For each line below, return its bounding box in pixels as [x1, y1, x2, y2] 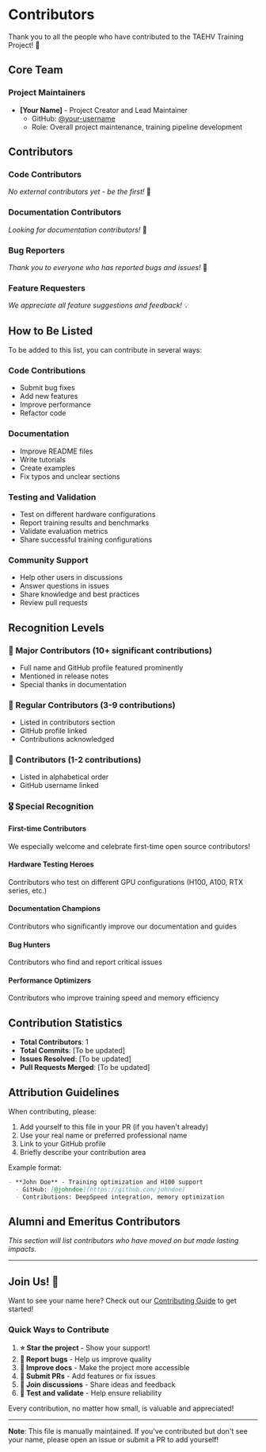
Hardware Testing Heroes [8, 859, 94, 869]
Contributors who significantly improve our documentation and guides [8, 921, 237, 931]
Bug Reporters [8, 245, 66, 256]
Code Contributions [8, 365, 85, 376]
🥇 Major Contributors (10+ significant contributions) [8, 645, 212, 656]
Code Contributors [8, 168, 82, 180]
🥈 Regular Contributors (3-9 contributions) [8, 699, 176, 710]
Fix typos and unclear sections [19, 471, 120, 481]
